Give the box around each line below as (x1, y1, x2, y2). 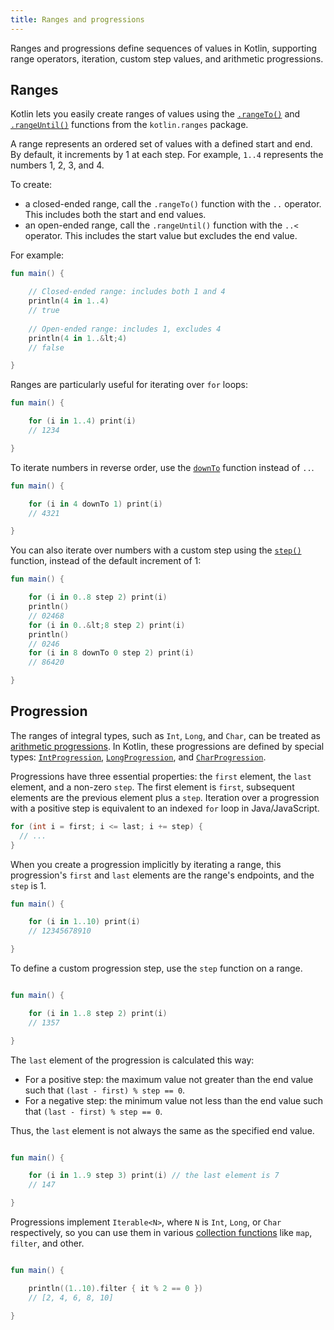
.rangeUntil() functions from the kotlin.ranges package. (10, 119, 249, 131)
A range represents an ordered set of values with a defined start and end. (10, 138, 313, 150)
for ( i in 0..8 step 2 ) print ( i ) (28, 592, 168, 603)
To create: (10, 179, 53, 191)
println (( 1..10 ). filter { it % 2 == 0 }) (28, 1283, 203, 1293)
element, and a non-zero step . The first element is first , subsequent (10, 781, 295, 793)
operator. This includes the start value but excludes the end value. (24, 230, 298, 242)
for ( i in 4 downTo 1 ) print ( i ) (28, 499, 163, 509)
